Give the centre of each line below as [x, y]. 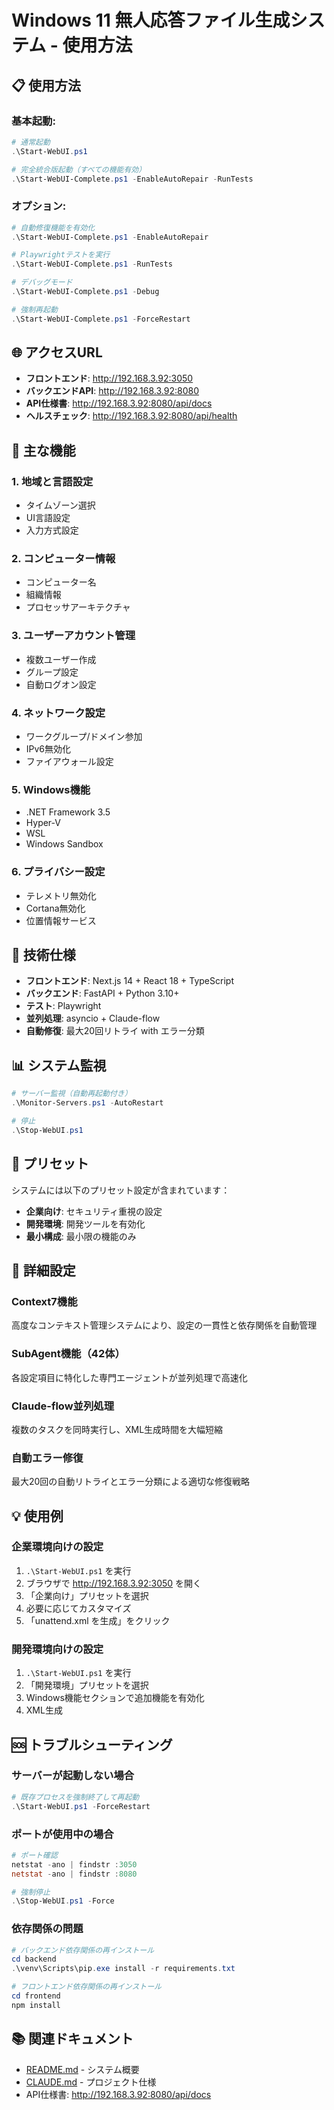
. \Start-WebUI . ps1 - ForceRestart [81, 1806]
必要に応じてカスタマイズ [78, 1608]
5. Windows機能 [51, 789]
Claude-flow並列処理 [63, 1406]
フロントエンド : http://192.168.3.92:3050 [109, 378]
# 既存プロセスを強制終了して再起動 [75, 1797]
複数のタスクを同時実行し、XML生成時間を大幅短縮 [117, 1429]
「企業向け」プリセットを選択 [87, 1595]
